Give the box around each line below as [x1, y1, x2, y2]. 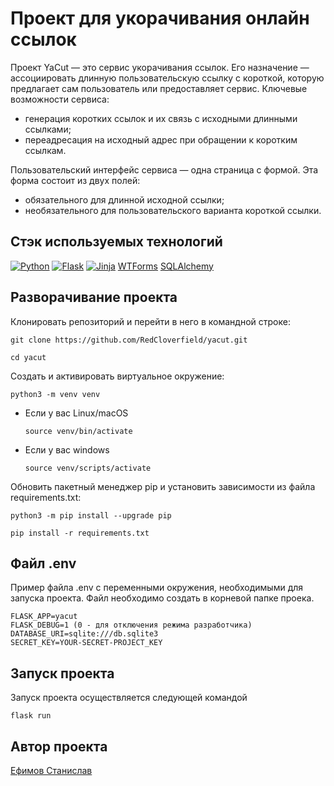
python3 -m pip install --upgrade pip [10, 510, 172, 521]
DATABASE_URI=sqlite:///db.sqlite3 [10, 629, 159, 639]
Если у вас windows [24, 443, 110, 456]
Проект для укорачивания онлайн [10, 7, 310, 30]
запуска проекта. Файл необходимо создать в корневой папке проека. [10, 592, 315, 604]
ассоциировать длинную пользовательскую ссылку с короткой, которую [10, 72, 325, 84]
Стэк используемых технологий [10, 233, 223, 251]
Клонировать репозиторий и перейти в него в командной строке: [10, 315, 291, 327]
